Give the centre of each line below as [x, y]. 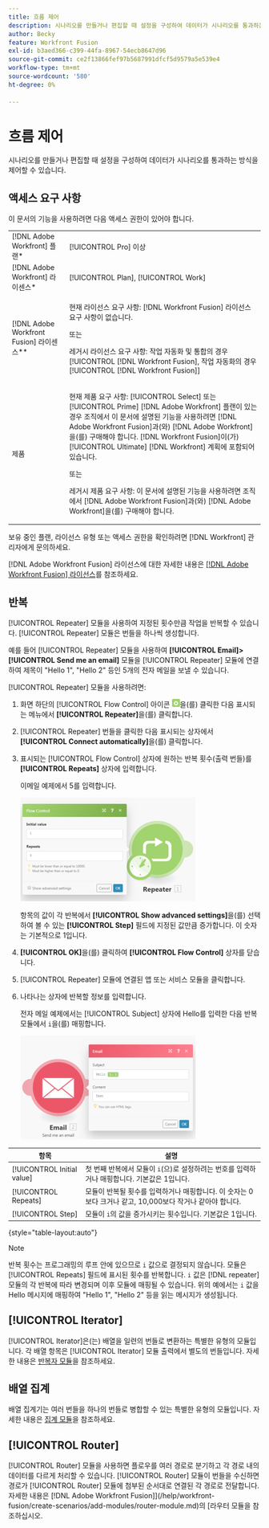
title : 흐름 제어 [34, 17]
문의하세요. [53, 547]
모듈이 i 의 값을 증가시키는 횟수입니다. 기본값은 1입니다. [171, 1214]
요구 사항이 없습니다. [101, 317]
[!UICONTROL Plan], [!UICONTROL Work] [138, 278]
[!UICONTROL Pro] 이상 [108, 247]
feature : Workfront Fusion [53, 43]
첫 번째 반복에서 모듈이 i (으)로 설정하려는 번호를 [160, 1168]
